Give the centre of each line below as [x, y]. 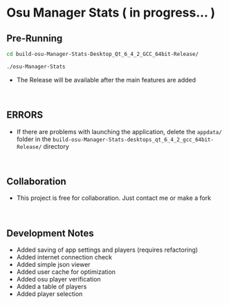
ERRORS [25, 115]
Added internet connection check [64, 257]
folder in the [34, 139]
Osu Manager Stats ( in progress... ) [111, 13]
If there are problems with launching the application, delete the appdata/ [119, 131]
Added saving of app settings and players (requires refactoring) [107, 250]
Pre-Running [35, 38]
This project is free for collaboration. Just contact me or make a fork [114, 198]
